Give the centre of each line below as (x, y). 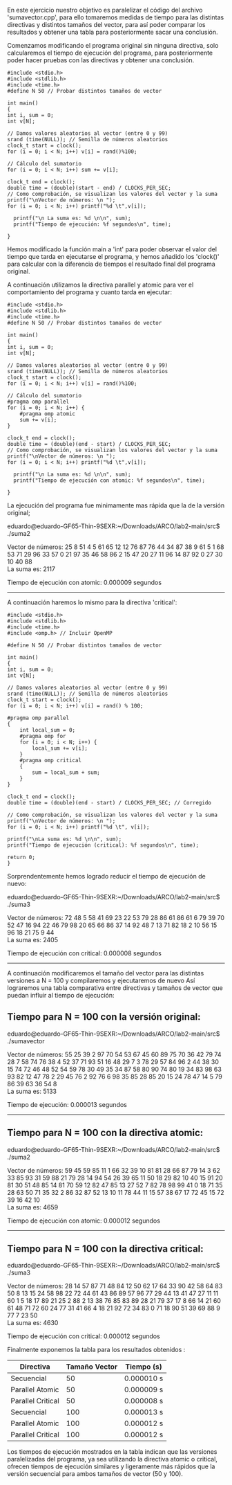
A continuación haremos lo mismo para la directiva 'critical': (92, 602)
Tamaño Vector (92, 1367)
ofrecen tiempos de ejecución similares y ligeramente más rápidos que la (111, 1466)
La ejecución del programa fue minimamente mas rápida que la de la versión (116, 505)
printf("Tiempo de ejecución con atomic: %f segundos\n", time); (109, 480)
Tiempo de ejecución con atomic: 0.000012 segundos (84, 1221)
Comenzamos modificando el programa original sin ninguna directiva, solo (113, 45)
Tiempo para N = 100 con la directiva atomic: (105, 1133)
